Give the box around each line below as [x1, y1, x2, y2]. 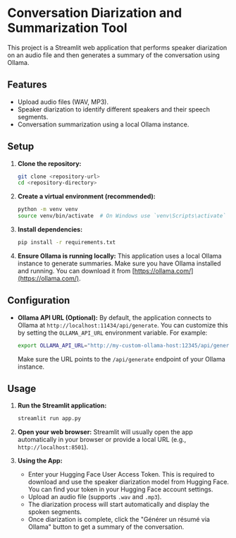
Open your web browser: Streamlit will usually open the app [17, 428, 194, 436]
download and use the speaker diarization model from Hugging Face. [27, 478, 229, 486]
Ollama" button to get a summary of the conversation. [27, 522, 185, 531]
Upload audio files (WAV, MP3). [17, 97, 109, 106]
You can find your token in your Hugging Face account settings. [27, 485, 213, 494]
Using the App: [17, 457, 63, 465]
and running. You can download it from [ [17, 266, 135, 275]
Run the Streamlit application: [17, 401, 107, 410]
